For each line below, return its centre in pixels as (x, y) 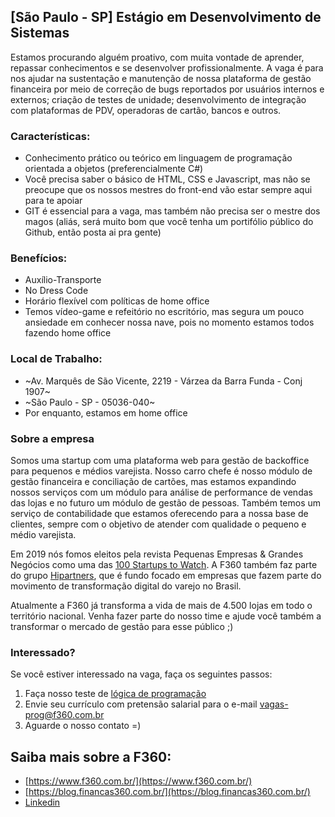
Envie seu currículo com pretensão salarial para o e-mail (141, 704)
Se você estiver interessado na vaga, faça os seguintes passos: (141, 674)
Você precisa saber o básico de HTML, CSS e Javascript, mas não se (167, 179)
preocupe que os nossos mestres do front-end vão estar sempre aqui (168, 190)
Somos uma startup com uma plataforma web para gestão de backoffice (160, 460)
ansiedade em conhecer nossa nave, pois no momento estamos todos (169, 322)
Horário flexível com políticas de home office (117, 301)
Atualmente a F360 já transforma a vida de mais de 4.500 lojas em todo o (161, 605)
